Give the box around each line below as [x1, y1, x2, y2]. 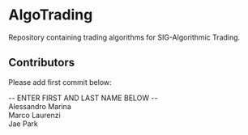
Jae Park [8, 119, 38, 129]
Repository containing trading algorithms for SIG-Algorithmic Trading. [8, 32, 241, 42]
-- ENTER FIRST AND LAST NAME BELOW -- [8, 93, 158, 103]
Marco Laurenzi [8, 110, 61, 120]
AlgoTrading [8, 6, 93, 24]
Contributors [8, 56, 75, 70]
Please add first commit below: [8, 77, 112, 86]
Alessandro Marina [8, 101, 71, 111]
